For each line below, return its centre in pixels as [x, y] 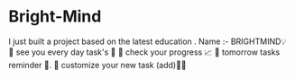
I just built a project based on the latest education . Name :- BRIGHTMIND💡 [147, 41]
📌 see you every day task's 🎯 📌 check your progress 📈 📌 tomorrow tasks [144, 52]
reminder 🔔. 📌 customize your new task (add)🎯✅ [97, 65]
